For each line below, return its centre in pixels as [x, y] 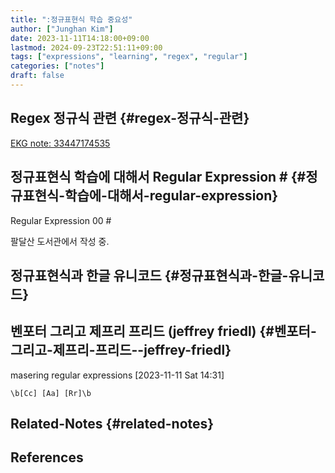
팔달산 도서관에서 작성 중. [60, 241]
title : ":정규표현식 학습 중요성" [71, 19]
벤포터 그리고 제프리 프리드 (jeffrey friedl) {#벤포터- [163, 331]
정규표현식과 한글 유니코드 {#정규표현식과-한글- [149, 275]
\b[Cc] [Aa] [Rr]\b [51, 393]
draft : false [37, 76]
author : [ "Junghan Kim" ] [62, 29]
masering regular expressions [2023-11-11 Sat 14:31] [117, 375]
